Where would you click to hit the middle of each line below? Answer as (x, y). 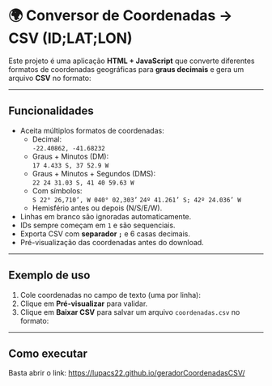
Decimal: (47, 139)
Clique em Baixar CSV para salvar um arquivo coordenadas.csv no (130, 312)
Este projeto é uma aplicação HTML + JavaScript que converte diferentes (132, 61)
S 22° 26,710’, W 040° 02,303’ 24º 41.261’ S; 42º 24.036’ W (136, 200)
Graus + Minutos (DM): (70, 156)
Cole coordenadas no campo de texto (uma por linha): (110, 295)
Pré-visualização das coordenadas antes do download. (112, 242)
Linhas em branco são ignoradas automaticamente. (106, 216)
